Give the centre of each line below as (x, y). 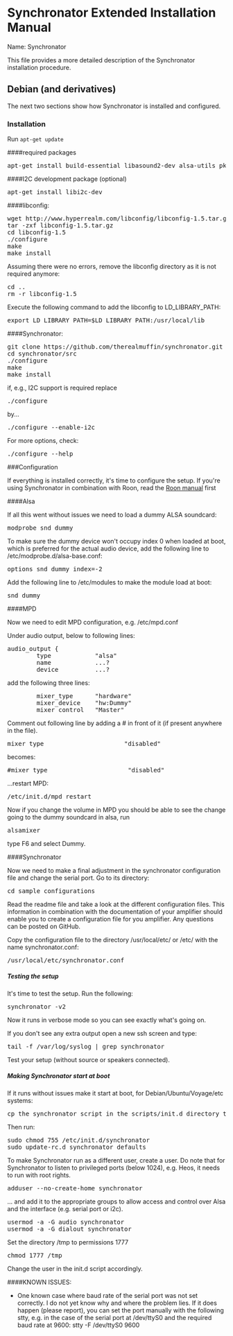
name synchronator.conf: (43, 947)
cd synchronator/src (42, 354)
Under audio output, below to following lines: (71, 636)
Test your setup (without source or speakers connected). (88, 1060)
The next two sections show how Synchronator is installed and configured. (114, 106)
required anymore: (34, 274)
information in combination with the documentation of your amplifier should (115, 912)
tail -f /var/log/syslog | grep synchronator (86, 1047)
